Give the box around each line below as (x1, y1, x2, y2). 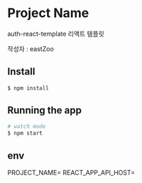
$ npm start (7, 130, 43, 137)
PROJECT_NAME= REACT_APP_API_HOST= (7, 169, 136, 177)
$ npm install (7, 84, 50, 92)
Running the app (7, 105, 82, 117)
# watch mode (7, 123, 46, 130)
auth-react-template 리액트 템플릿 (7, 29, 104, 38)
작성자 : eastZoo (7, 44, 55, 53)
